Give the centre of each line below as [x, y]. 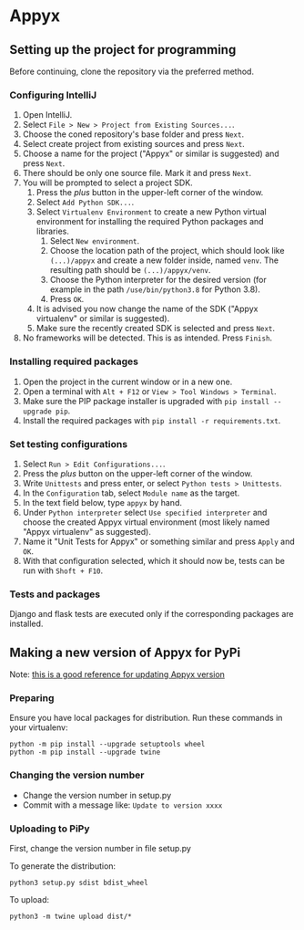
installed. [26, 624]
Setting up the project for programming [123, 50]
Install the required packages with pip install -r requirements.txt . [152, 420]
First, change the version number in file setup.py [100, 848]
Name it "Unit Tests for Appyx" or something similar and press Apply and [159, 541]
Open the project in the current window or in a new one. [127, 381]
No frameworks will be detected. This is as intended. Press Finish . [147, 338]
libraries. [53, 231]
